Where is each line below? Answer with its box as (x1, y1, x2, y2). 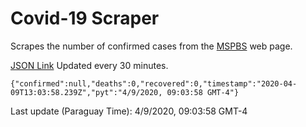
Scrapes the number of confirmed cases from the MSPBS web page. (10, 40, 293, 52)
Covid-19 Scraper (10, 7, 160, 30)
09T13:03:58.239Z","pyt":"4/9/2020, (10, 87, 163, 97)
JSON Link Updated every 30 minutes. (10, 59, 169, 71)
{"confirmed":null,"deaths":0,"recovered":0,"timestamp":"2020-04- (10, 78, 298, 89)
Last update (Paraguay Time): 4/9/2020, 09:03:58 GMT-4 (10, 105, 248, 117)
